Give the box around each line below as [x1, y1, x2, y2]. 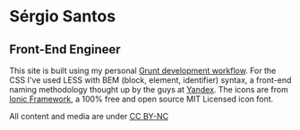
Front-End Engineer [9, 42, 121, 57]
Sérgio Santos [9, 6, 116, 27]
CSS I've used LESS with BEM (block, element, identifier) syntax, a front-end [9, 75, 292, 85]
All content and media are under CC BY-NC [9, 111, 168, 121]
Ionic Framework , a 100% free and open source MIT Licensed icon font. [9, 93, 274, 104]
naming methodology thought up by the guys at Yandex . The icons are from [9, 85, 288, 94]
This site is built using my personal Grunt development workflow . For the [9, 65, 277, 76]
